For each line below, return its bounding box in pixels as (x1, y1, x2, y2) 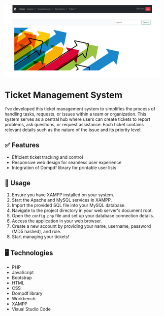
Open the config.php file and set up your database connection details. (11, 213, 155, 219)
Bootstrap (11, 275, 32, 281)
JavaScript (11, 270, 34, 276)
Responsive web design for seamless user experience (11, 159, 122, 165)
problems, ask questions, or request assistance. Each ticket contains (4, 121, 144, 127)
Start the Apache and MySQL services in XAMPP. (11, 197, 112, 203)
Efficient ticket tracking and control (11, 154, 83, 160)
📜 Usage (4, 178, 31, 187)
